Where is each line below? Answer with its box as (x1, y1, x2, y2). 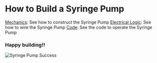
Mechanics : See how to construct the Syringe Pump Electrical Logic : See (5, 19, 152, 25)
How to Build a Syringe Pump (5, 3, 124, 14)
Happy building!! (5, 41, 45, 48)
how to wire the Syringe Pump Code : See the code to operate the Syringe (5, 24, 152, 30)
